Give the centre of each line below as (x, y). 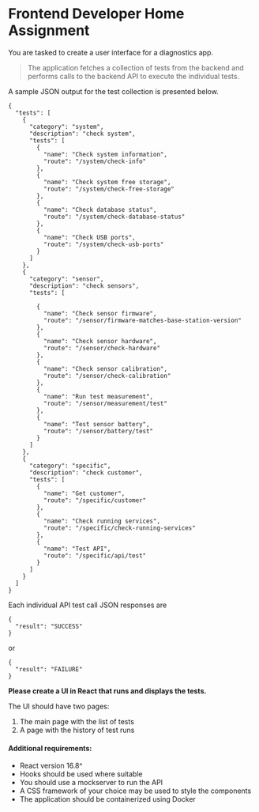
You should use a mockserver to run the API (91, 783)
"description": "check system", (82, 134)
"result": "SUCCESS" (49, 626)
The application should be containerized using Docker (107, 799)
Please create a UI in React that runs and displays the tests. (107, 691)
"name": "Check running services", (101, 521)
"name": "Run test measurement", (98, 396)
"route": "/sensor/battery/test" (98, 431)
